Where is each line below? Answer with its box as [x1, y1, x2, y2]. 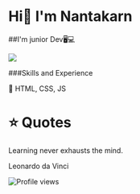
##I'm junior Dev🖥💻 [8, 34, 76, 43]
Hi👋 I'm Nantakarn [8, 7, 133, 26]
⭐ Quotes [8, 114, 72, 132]
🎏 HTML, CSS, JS [8, 84, 67, 93]
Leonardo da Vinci [8, 161, 69, 171]
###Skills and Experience [8, 68, 93, 77]
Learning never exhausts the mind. [8, 145, 123, 155]
